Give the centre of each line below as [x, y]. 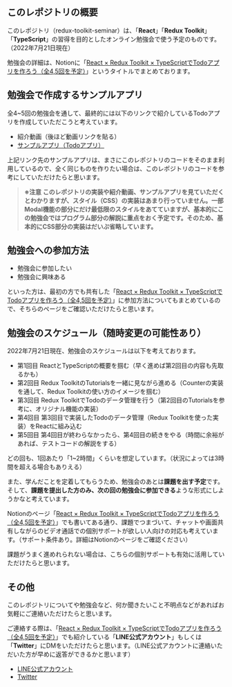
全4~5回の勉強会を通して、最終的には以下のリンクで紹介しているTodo [108, 113]
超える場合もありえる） [52, 467]
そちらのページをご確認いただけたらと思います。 [88, 309]
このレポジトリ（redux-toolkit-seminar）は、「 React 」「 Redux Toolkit [106, 30]
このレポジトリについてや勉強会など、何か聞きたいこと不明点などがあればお [116, 605]
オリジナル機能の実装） [69, 409]
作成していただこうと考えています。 [70, 122]
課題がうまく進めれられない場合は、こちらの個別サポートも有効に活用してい [116, 554]
